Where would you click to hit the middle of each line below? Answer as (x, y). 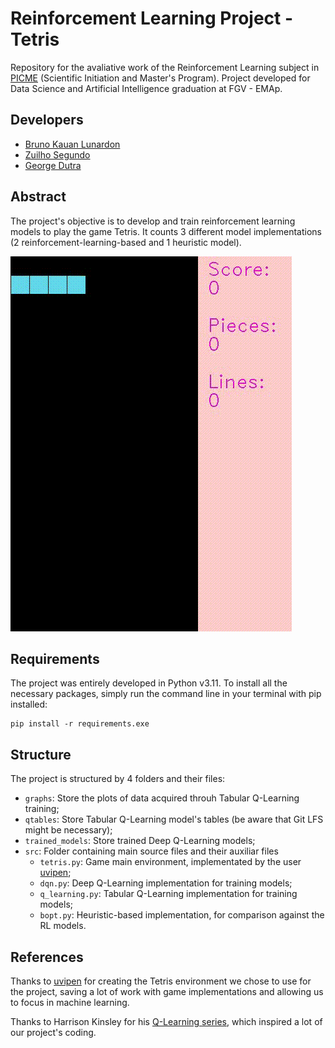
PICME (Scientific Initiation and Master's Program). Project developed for (160, 78)
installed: (29, 704)
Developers (47, 120)
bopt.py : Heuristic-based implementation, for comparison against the (182, 915)
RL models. (63, 926)
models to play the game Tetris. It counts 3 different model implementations (166, 231)
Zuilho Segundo (57, 154)
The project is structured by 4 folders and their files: (118, 779)
